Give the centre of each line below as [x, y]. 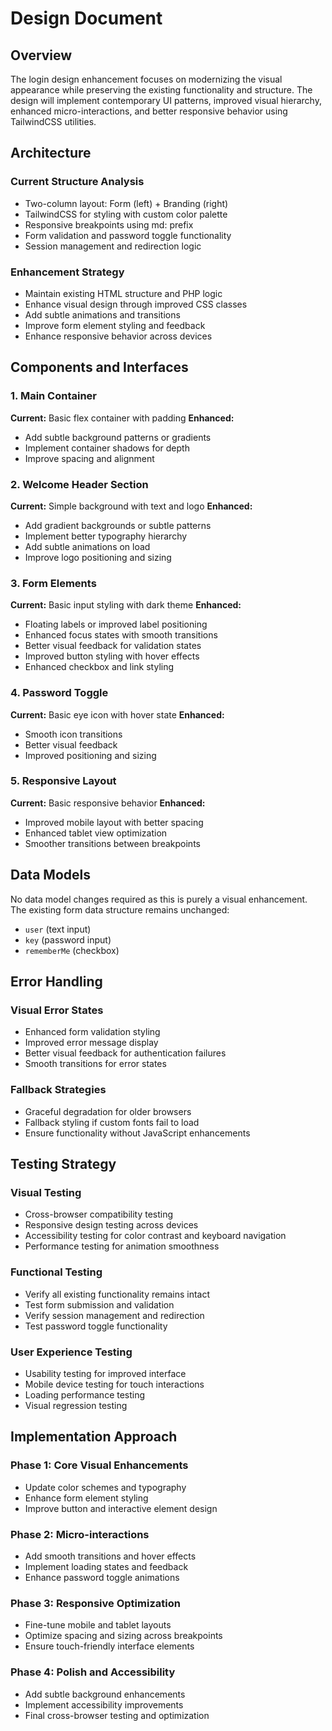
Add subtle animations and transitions [102, 314]
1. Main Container [54, 396]
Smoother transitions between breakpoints [112, 843]
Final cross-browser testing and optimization [117, 1715]
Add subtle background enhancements [105, 1694]
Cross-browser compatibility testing [99, 1214]
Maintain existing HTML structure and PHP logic [123, 293]
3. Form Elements [53, 583]
